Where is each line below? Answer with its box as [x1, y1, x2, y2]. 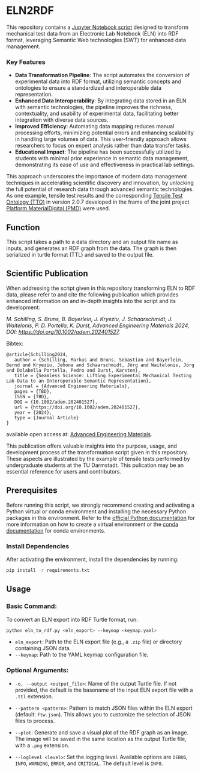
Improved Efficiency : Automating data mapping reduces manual [14, 123, 175, 130]
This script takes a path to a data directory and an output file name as [6, 239, 178, 246]
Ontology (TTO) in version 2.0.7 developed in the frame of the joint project [6, 198, 190, 205]
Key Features [6, 58, 46, 66]
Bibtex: [6, 340, 24, 347]
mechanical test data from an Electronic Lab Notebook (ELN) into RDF [6, 30, 179, 37]
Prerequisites [6, 486, 58, 496]
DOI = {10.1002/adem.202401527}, [14, 399, 98, 405]
